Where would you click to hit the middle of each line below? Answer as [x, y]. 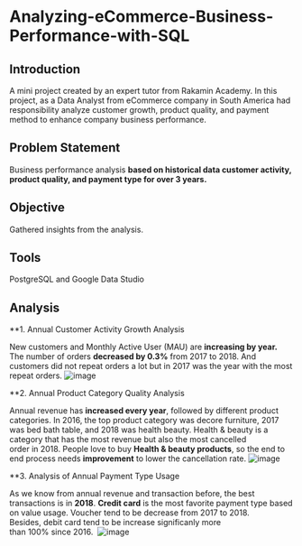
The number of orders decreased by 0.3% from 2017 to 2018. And [133, 356]
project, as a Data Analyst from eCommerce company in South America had [150, 100]
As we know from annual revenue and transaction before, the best [132, 494]
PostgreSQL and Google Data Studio [77, 279]
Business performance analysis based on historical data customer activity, [151, 170]
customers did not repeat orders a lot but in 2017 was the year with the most [151, 366]
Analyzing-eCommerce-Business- [142, 17]
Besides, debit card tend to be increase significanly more [115, 523]
